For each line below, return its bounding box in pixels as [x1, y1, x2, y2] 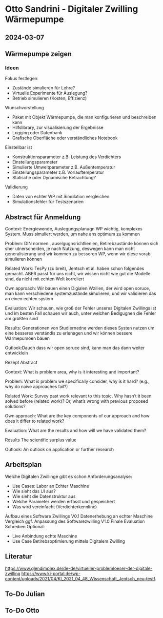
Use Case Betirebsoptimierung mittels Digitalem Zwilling [12, 538, 125, 544]
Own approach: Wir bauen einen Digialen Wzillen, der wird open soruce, [5, 286, 150, 291]
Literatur [5, 553, 32, 561]
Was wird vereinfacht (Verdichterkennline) [12, 504, 97, 510]
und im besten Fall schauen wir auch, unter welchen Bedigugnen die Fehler [5, 310, 156, 316]
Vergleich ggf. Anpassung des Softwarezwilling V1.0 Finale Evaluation [5, 518, 145, 524]
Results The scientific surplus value [5, 437, 77, 443]
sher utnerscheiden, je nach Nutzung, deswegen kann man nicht [5, 246, 135, 252]
